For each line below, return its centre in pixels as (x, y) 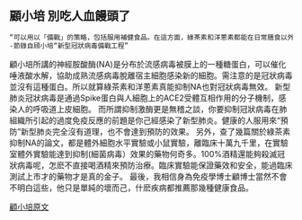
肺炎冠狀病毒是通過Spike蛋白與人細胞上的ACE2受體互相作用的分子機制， (144, 98)
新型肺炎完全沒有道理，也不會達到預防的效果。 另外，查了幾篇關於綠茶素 (156, 131)
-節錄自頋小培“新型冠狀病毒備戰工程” (69, 46)
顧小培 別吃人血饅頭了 (70, 16)
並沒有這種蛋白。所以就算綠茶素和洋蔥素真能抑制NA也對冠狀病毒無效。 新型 (150, 86)
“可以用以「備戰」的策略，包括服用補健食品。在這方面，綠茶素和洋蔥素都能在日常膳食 (145, 37)
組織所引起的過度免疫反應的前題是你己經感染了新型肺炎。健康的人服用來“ (145, 120)
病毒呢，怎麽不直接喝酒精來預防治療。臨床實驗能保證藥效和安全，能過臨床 (155, 165)
